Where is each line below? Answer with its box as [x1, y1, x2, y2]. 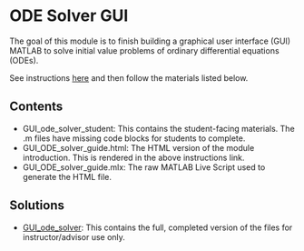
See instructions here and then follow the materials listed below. [9, 72, 249, 83]
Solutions [9, 197, 65, 214]
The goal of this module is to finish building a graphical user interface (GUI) [9, 35, 291, 46]
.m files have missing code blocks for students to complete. [22, 133, 246, 144]
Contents [9, 99, 64, 115]
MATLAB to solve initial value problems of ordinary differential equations [9, 45, 279, 55]
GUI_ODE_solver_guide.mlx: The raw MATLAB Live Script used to [22, 161, 266, 173]
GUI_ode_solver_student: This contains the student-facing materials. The [22, 123, 295, 134]
